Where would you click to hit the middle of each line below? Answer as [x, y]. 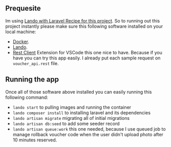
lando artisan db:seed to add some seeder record [66, 123]
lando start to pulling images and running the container [72, 107]
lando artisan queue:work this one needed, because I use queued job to [89, 129]
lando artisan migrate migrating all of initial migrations [71, 118]
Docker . [21, 41]
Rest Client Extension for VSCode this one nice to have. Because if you [87, 52]
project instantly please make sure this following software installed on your [84, 26]
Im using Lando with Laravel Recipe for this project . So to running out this [83, 20]
